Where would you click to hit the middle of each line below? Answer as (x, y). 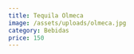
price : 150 (26, 38)
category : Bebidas (39, 30)
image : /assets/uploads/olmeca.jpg (67, 23)
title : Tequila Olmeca (46, 15)
